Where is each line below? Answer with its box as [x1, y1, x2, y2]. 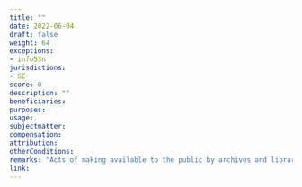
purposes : [9, 105, 47, 114]
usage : [9, 113, 34, 122]
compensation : [9, 130, 63, 139]
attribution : [9, 138, 58, 147]
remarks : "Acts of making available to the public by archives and [9, 155, 268, 165]
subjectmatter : [9, 122, 67, 131]
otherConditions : [9, 147, 75, 156]
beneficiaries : [9, 96, 67, 106]
